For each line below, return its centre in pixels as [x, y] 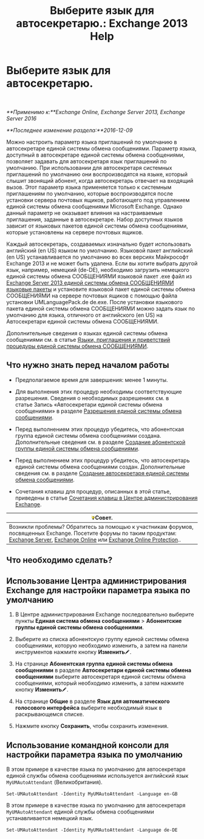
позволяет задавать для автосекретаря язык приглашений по [87, 161]
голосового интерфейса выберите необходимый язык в [88, 708]
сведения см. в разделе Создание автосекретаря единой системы [102, 473]
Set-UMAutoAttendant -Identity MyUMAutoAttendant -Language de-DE [92, 830]
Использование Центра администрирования [97, 581]
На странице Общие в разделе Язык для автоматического [92, 701]
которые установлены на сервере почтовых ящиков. [75, 232]
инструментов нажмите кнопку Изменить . [73, 652]
